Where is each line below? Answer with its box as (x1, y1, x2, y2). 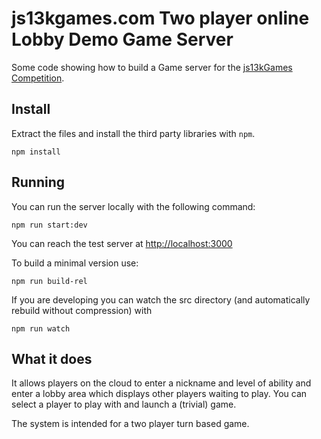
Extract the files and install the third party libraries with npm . (11, 127, 256, 139)
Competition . (11, 72, 65, 84)
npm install (11, 147, 61, 157)
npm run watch (11, 323, 71, 334)
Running (11, 174, 66, 191)
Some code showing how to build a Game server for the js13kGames (11, 61, 293, 73)
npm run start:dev (11, 220, 88, 230)
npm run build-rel (11, 276, 88, 286)
